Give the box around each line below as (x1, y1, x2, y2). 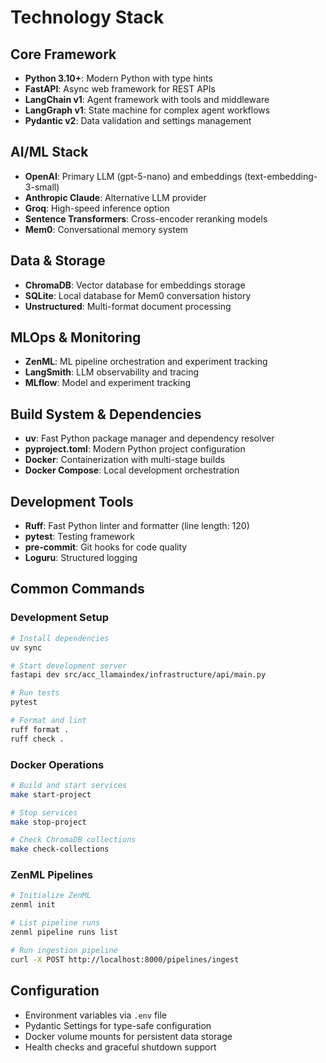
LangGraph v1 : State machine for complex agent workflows (24, 104, 271, 116)
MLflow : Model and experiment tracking (24, 377, 192, 389)
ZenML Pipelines (10, 868, 94, 882)
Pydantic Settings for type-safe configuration (24, 1019, 212, 1031)
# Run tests (10, 688, 60, 698)
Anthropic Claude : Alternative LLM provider (24, 191, 207, 203)
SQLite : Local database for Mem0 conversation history (24, 289, 252, 301)
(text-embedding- (244, 170, 318, 182)
